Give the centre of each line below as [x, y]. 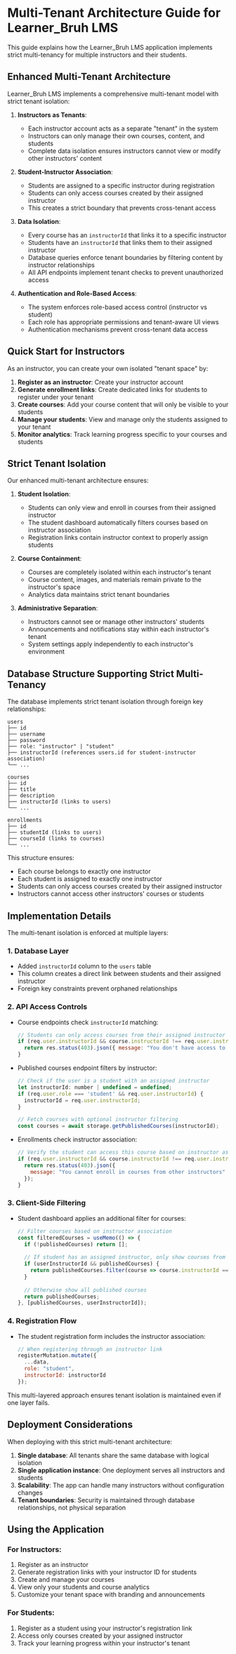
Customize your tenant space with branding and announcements [111, 1594]
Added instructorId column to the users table [84, 966]
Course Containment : [50, 559]
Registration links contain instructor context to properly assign [118, 538]
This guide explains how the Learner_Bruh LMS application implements [110, 47]
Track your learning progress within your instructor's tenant [104, 1643]
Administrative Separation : [58, 608]
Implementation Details [59, 916]
